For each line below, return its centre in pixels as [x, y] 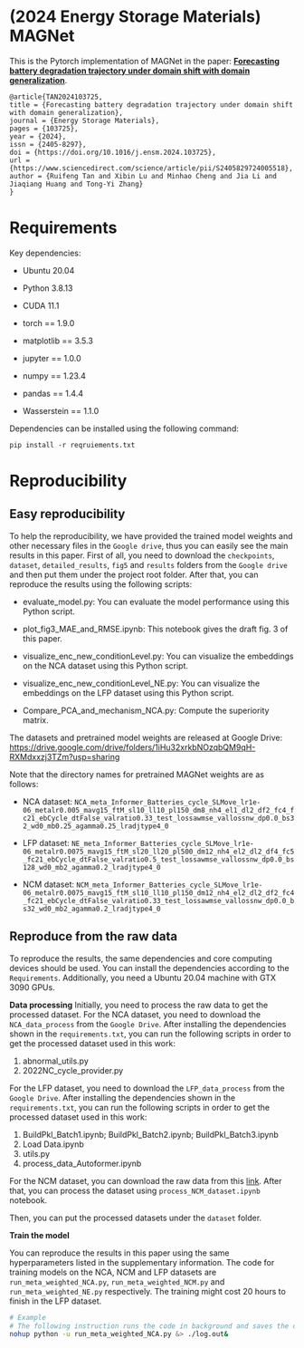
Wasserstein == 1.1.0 [61, 410]
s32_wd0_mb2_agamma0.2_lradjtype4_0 [91, 909]
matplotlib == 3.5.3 [57, 341]
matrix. [35, 720]
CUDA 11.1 [41, 305]
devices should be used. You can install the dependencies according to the [149, 968]
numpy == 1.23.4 [54, 376]
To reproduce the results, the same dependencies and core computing [141, 958]
